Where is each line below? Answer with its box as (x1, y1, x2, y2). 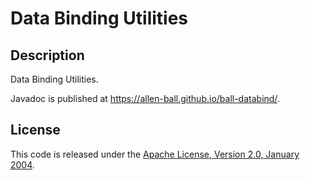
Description (10, 47, 85, 64)
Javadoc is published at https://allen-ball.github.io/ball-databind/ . (10, 93, 280, 104)
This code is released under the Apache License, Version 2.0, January (10, 148, 300, 160)
